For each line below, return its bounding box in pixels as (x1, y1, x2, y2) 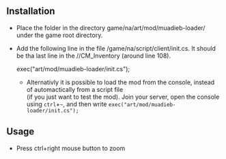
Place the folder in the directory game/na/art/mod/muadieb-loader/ (16, 23, 206, 32)
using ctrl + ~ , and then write (26, 99, 107, 108)
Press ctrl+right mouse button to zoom (16, 144, 126, 152)
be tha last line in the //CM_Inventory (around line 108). (16, 51, 171, 60)
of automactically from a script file (26, 85, 124, 93)
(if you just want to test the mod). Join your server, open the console (26, 93, 220, 101)
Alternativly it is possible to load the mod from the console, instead (26, 78, 215, 86)
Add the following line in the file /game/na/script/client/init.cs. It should (16, 44, 216, 52)
